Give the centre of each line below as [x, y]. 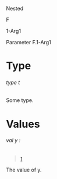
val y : [13, 141]
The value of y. [24, 170]
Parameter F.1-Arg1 [28, 42]
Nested [15, 8]
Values [23, 124]
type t [13, 82]
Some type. [20, 100]
